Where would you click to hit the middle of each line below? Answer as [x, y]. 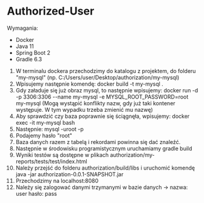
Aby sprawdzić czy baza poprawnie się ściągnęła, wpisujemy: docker [103, 116]
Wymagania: [22, 28]
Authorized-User [51, 11]
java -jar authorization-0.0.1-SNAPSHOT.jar [70, 174]
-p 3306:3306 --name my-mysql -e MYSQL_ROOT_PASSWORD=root [102, 97]
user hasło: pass [36, 193]
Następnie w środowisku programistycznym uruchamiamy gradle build [104, 148]
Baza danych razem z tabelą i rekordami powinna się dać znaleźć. [98, 142]
